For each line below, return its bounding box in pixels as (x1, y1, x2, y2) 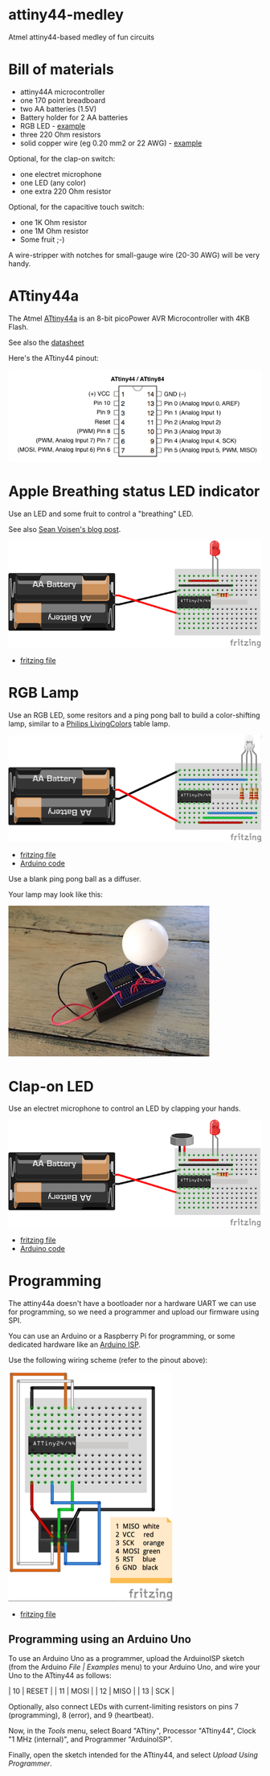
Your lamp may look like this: (8, 890, 103, 899)
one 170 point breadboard (19, 95, 106, 105)
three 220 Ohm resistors (19, 129, 101, 139)
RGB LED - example (19, 121, 86, 130)
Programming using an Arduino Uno (8, 1632, 191, 1646)
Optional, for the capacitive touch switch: (8, 202, 145, 211)
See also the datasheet (8, 338, 84, 347)
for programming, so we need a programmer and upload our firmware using (8, 1307, 260, 1316)
